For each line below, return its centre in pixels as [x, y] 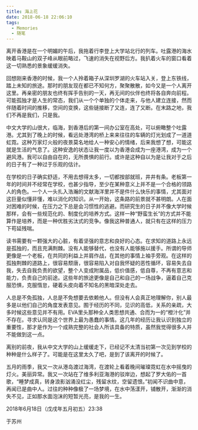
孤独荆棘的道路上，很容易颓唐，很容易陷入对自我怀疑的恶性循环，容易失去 [96, 263]
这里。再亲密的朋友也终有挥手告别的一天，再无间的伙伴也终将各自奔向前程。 [99, 93]
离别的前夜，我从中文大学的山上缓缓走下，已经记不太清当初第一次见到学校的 [99, 347]
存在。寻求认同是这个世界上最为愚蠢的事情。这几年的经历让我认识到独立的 [101, 320]
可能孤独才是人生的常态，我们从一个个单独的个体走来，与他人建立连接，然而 [99, 100]
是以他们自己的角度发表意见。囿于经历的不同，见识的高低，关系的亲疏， [99, 305]
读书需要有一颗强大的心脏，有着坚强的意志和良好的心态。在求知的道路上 [94, 241]
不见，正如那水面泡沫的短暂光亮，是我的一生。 [68, 396]
